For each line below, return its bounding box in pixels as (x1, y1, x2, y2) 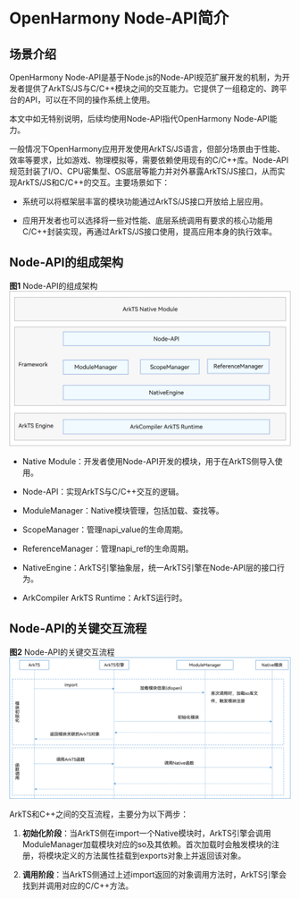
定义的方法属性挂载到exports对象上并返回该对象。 (61, 850, 246, 861)
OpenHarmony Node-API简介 (9, 8, 229, 29)
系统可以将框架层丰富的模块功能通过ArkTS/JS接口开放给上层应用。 (21, 196, 268, 207)
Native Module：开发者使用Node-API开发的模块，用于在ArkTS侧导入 (21, 455, 275, 466)
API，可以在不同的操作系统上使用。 (24, 95, 155, 105)
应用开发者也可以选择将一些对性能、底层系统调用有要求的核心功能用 (21, 216, 273, 225)
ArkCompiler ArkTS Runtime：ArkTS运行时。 (21, 592, 187, 603)
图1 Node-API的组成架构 (9, 280, 98, 291)
